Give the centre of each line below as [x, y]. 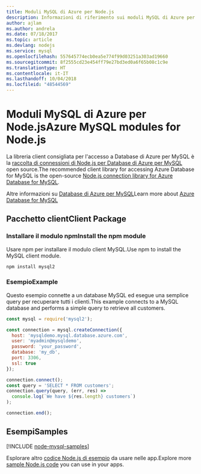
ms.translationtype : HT [36, 68]
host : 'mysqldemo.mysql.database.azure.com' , [70, 335]
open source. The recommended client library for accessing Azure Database [100, 169]
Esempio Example [32, 282]
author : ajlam [24, 23]
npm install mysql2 [31, 266]
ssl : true [24, 363]
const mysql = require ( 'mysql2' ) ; [50, 319]
